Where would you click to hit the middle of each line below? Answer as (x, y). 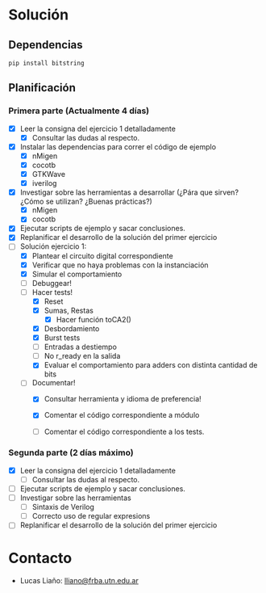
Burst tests (62, 338)
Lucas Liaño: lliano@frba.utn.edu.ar (79, 581)
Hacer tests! (52, 292)
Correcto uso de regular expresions (91, 516)
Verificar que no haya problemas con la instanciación (120, 265)
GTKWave (49, 174)
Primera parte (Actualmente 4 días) (79, 111)
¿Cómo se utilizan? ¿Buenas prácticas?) (86, 202)
